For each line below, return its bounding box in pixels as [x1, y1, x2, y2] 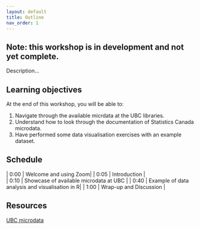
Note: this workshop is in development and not [6, 42, 184, 52]
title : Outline [6, 14, 44, 20]
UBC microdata [6, 216, 44, 224]
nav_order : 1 [6, 20, 39, 26]
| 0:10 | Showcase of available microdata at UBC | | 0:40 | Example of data [6, 177, 189, 184]
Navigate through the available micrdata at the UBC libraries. [14, 112, 165, 119]
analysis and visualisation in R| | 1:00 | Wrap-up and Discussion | [6, 183, 166, 190]
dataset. [14, 138, 35, 144]
